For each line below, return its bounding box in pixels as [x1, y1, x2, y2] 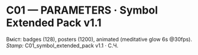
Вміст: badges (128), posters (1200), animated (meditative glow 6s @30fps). [6, 35, 192, 43]
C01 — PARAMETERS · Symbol [6, 4, 158, 17]
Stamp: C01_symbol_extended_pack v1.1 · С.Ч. [6, 42, 119, 49]
